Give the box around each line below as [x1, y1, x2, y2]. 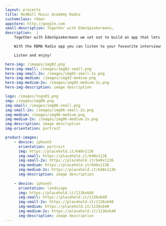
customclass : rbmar [5, 16, 45, 21]
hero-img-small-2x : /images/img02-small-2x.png [5, 71, 105, 76]
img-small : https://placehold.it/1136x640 [18, 195, 107, 200]
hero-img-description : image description [5, 85, 92, 90]
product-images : [5, 135, 39, 140]
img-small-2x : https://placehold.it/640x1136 [18, 158, 114, 163]
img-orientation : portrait [5, 126, 61, 131]
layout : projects [5, 7, 41, 12]
